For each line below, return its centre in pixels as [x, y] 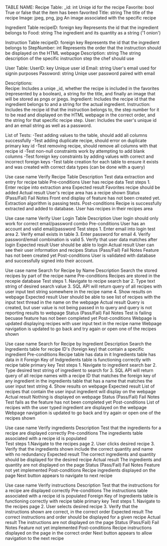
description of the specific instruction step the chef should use [70, 58]
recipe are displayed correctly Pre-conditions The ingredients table [74, 433]
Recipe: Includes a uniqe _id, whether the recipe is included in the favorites [82, 88]
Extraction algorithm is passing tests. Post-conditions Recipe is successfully [83, 203]
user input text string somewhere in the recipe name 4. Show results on [79, 291]
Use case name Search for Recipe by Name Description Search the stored [81, 270]
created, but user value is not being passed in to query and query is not [79, 307]
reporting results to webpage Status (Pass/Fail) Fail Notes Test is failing [79, 313]
